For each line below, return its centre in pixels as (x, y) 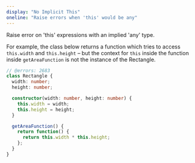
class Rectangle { (30, 76)
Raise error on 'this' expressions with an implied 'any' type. (80, 35)
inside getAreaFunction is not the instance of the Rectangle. (81, 59)
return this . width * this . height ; (66, 138)
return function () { (43, 132)
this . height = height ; (46, 110)
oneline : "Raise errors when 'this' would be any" (72, 18)
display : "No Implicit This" (43, 12)
